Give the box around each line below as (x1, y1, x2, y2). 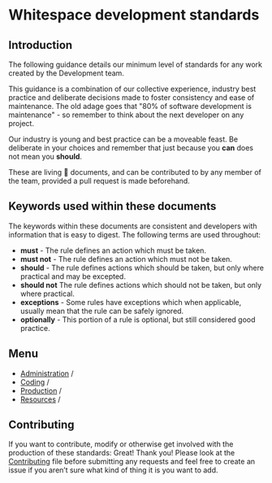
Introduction (8, 38, 73, 52)
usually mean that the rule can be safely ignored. (19, 306, 184, 315)
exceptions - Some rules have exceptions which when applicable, (19, 297, 242, 307)
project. (8, 119, 35, 128)
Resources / (19, 394, 61, 404)
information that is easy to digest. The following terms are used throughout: (8, 229, 261, 239)
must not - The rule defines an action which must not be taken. (19, 254, 233, 263)
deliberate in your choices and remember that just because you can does (8, 143, 254, 152)
